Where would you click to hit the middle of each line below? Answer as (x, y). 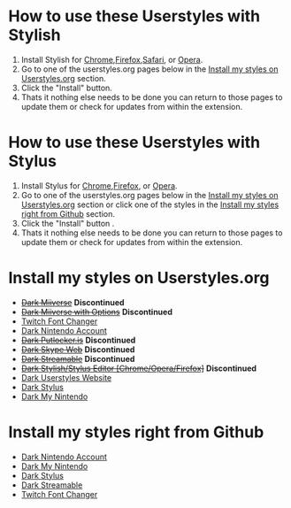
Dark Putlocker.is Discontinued (78, 340)
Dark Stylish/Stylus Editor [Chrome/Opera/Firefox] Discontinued (139, 368)
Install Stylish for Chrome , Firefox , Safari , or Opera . (112, 59)
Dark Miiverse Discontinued (73, 302)
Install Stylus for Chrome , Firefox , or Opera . (99, 185)
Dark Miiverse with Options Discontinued (97, 312)
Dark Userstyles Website (66, 377)
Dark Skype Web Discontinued (78, 349)
